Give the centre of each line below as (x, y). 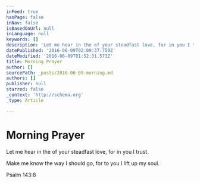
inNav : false (22, 23)
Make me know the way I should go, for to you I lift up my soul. (83, 163)
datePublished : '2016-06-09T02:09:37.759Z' (61, 51)
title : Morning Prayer (34, 61)
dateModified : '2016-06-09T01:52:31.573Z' (60, 56)
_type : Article (25, 100)
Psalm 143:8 (21, 175)
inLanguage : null (28, 34)
